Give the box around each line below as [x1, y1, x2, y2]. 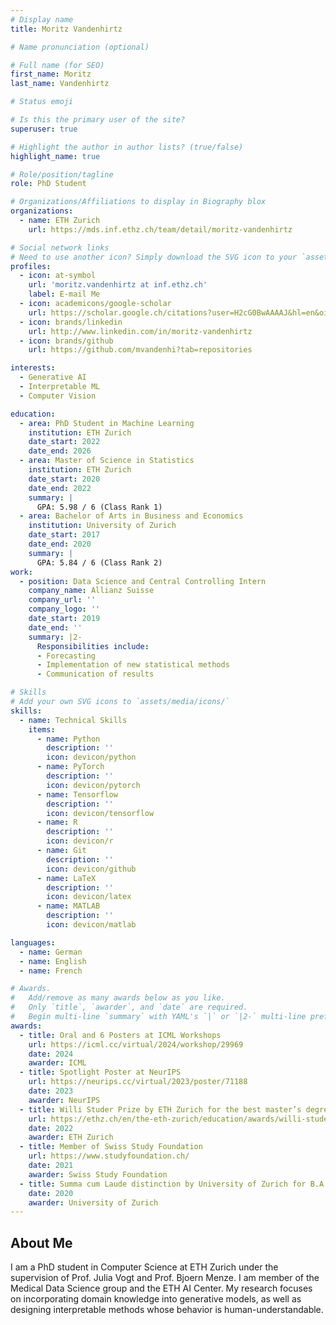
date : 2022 [28, 1123, 74, 1133]
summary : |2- [28, 632, 83, 642]
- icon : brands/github [19, 336, 114, 346]
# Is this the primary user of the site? [10, 115, 186, 125]
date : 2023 [28, 1086, 74, 1096]
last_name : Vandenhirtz [10, 79, 110, 89]
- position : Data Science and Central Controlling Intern [19, 576, 267, 586]
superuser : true [10, 124, 78, 134]
